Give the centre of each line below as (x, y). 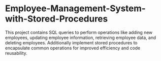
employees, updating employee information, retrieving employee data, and (80, 38)
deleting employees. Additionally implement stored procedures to (71, 42)
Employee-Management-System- (76, 9)
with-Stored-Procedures (57, 19)
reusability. (16, 53)
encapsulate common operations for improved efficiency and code (73, 48)
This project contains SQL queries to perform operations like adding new (79, 32)
